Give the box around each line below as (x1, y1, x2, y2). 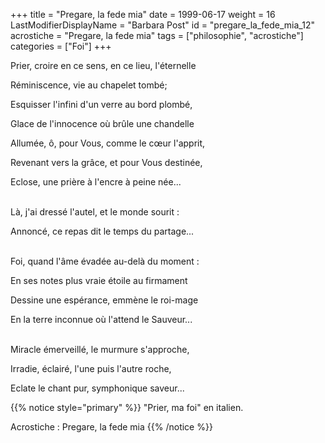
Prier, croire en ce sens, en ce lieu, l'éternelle (10, 60, 197, 71)
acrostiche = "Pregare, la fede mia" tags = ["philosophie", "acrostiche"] (10, 30, 304, 41)
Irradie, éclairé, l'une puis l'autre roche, (10, 363, 172, 374)
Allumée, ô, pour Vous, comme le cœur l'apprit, (10, 137, 206, 149)
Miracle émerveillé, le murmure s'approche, (10, 344, 190, 355)
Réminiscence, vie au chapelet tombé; (10, 79, 168, 91)
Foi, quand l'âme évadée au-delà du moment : (10, 255, 200, 267)
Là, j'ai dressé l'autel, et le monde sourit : (10, 206, 180, 218)
